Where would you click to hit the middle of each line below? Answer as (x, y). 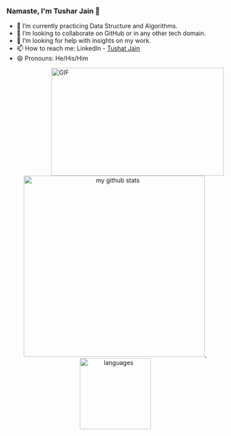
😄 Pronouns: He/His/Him (52, 59)
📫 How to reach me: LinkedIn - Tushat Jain (78, 48)
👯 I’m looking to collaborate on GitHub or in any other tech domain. (111, 33)
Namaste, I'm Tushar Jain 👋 (53, 11)
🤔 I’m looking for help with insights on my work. (83, 41)
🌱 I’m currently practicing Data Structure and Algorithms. (97, 26)
